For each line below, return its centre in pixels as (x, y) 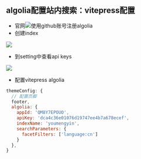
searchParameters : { (42, 129)
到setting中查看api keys (43, 56)
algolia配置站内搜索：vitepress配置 (71, 11)
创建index (26, 33)
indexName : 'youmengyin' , (48, 124)
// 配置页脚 (24, 96)
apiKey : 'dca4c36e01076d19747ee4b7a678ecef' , (73, 118)
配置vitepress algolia (39, 79)
